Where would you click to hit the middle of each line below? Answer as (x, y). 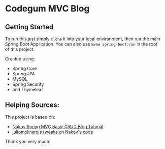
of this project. (20, 49)
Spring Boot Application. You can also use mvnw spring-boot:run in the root (81, 44)
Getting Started (29, 27)
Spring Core (24, 68)
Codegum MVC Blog (47, 9)
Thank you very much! (28, 141)
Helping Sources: (32, 105)
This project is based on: (30, 117)
